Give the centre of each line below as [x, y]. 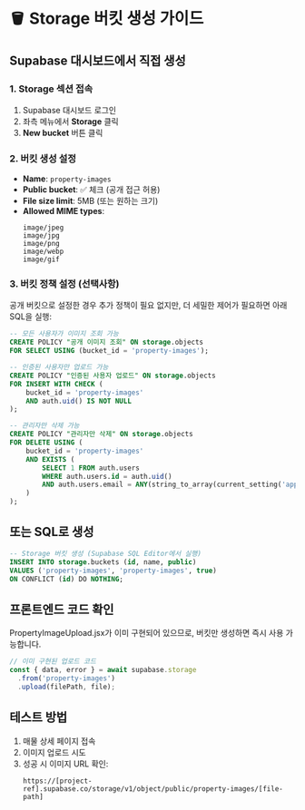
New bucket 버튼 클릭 [63, 132]
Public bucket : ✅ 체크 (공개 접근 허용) [91, 190]
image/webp [43, 252]
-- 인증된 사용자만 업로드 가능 [59, 367]
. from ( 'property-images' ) [67, 678]
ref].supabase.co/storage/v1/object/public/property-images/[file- [152, 789]
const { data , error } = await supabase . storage [103, 670]
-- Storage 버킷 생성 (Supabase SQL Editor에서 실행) [106, 553]
